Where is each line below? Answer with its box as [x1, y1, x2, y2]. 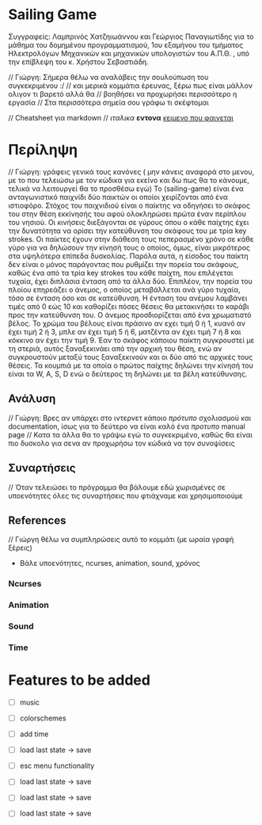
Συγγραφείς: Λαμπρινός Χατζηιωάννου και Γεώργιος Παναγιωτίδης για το [8, 32, 255, 41]
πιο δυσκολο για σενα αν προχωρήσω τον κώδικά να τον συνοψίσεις [8, 438, 235, 448]
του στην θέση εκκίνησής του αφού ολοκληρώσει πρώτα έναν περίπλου [8, 208, 247, 219]
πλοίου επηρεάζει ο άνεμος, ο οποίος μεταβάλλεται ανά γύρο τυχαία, [8, 285, 241, 294]
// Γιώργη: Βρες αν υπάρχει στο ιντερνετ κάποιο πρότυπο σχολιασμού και [8, 413, 252, 422]
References [8, 514, 66, 527]
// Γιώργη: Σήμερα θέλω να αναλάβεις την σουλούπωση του [8, 72, 209, 82]
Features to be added [8, 671, 150, 689]
